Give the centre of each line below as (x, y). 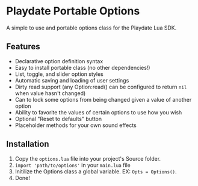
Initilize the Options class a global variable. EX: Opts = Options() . (96, 171)
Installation (28, 144)
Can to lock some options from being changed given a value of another (103, 99)
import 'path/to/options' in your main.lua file (73, 165)
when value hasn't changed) (50, 93)
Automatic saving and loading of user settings (72, 80)
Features (23, 47)
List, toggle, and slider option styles (59, 74)
